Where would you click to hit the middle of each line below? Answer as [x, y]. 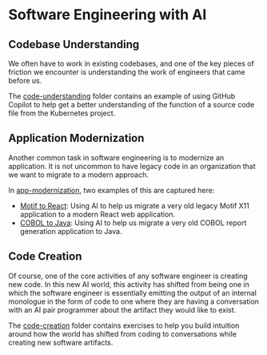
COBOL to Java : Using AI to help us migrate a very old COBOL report [133, 223]
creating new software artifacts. [61, 342]
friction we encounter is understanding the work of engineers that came [127, 72]
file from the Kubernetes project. [62, 113]
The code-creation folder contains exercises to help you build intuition [124, 325]
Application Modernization [76, 138]
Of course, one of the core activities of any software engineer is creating [128, 276]
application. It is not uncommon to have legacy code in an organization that [132, 166]
